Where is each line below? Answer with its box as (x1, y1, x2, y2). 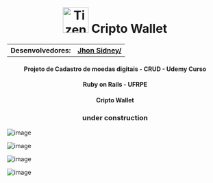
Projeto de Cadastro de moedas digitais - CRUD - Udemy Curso (23, 65, 207, 73)
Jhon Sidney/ (77, 45, 122, 55)
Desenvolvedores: (10, 45, 71, 55)
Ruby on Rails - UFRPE (83, 81, 147, 89)
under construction (82, 113, 149, 122)
